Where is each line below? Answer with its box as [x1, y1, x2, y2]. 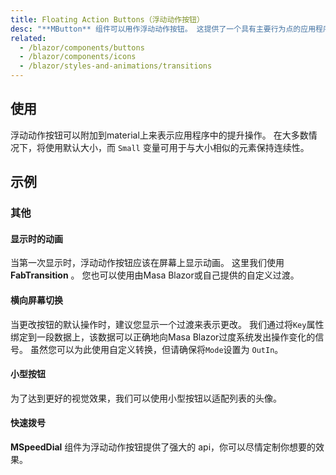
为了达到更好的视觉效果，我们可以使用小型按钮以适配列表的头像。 [10, 392, 282, 404]
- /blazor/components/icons [19, 52, 137, 62]
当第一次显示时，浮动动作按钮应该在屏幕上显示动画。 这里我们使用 [10, 257, 285, 269]
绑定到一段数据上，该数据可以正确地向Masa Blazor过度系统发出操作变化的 [10, 331, 316, 343]
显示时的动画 [10, 232, 63, 245]
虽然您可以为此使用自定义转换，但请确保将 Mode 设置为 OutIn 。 [29, 343, 284, 355]
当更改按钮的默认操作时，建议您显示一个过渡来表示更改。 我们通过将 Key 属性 [10, 318, 325, 330]
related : [10, 33, 47, 43]
